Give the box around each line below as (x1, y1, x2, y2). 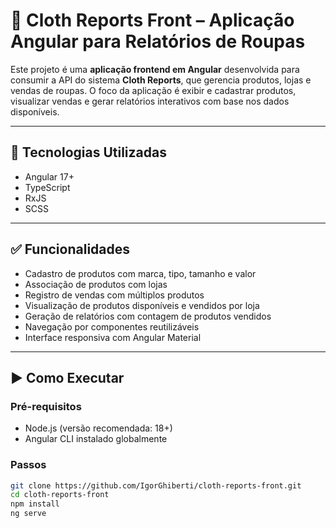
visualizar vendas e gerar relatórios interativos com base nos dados (10, 95, 290, 107)
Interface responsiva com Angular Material (24, 331, 202, 343)
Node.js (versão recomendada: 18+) (24, 422, 173, 434)
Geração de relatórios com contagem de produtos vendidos (24, 310, 272, 322)
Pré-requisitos (10, 399, 82, 413)
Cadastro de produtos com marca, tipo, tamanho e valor (24, 267, 257, 279)
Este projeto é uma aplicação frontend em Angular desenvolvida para (10, 63, 300, 75)
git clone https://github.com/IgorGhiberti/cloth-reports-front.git (10, 480, 302, 491)
